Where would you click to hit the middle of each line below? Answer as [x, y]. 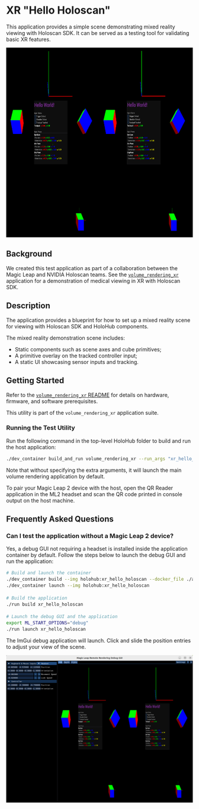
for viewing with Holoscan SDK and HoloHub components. [78, 326]
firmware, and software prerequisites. [52, 401]
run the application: [30, 561]
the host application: [31, 447]
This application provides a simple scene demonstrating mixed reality [91, 27]
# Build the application [37, 598]
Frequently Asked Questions [60, 519]
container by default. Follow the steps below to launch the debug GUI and [96, 555]
